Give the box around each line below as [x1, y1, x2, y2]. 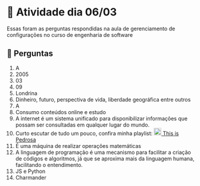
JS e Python [15, 168, 46, 175]
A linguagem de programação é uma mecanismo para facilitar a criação [15, 149, 191, 156]
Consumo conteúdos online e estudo [15, 108, 107, 115]
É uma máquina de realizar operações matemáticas [15, 142, 142, 149]
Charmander [15, 174, 47, 181]
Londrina [15, 89, 37, 97]
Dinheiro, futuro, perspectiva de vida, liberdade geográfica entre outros [15, 96, 191, 103]
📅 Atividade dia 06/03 [7, 5, 117, 19]
